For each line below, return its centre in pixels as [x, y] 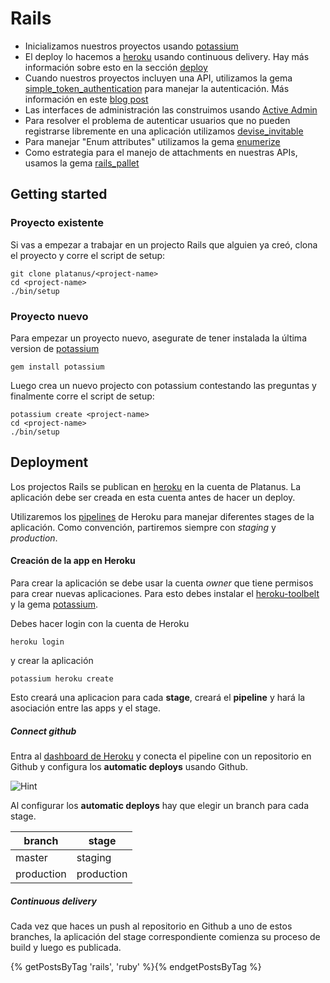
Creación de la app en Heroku [73, 561]
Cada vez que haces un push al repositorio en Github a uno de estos [151, 926]
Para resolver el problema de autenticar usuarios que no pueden [157, 120]
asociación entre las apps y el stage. [85, 708]
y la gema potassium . [54, 604]
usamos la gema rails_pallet [82, 163]
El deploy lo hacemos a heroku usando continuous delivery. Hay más [167, 56]
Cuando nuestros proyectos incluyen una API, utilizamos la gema [158, 78]
